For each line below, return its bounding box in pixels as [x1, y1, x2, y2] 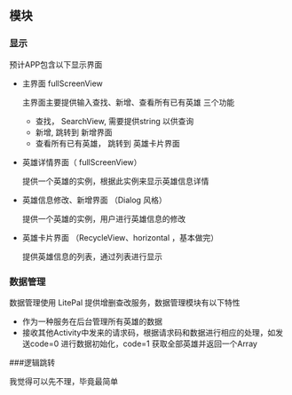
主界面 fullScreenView [21, 78, 104, 89]
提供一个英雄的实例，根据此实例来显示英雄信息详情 [21, 176, 209, 186]
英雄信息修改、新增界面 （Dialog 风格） [21, 194, 167, 205]
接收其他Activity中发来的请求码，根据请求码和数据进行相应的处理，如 [21, 327, 276, 337]
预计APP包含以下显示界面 [9, 59, 103, 69]
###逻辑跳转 [9, 357, 56, 367]
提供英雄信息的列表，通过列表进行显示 [21, 251, 162, 262]
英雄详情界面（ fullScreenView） [21, 156, 142, 167]
